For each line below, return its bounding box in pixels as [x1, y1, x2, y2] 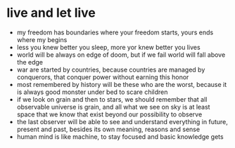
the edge [16, 58, 44, 66]
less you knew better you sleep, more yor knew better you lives [16, 43, 201, 51]
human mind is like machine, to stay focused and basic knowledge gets [16, 132, 224, 141]
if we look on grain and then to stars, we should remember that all [16, 95, 208, 103]
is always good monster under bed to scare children [16, 88, 168, 96]
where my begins [16, 35, 68, 43]
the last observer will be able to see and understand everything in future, [16, 117, 228, 126]
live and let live [6, 5, 96, 21]
